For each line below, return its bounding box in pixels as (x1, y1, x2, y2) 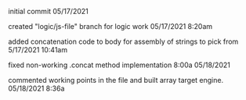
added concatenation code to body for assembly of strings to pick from (8, 37, 239, 46)
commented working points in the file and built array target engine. (8, 76, 224, 84)
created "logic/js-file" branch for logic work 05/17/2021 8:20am (8, 22, 213, 30)
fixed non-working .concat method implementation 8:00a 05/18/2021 (8, 60, 231, 70)
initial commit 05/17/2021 (8, 7, 89, 16)
